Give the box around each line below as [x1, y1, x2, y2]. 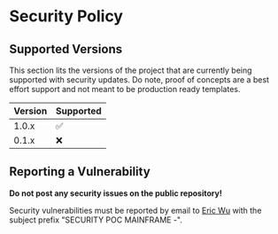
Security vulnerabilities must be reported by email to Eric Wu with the [9, 205, 262, 215]
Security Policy [9, 6, 124, 27]
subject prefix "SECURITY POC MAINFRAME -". [9, 214, 183, 225]
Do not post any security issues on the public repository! [9, 188, 223, 199]
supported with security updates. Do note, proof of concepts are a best [9, 74, 270, 85]
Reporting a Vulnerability [9, 164, 151, 179]
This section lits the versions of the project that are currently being [9, 65, 252, 75]
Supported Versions [9, 42, 122, 57]
